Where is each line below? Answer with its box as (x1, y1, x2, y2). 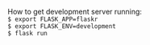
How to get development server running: (7, 7, 143, 16)
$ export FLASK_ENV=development (7, 22, 116, 31)
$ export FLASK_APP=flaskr (7, 15, 98, 23)
